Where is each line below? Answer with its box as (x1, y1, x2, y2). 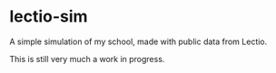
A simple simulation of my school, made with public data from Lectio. (9, 36, 268, 47)
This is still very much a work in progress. (9, 53, 165, 64)
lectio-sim (9, 6, 88, 27)
